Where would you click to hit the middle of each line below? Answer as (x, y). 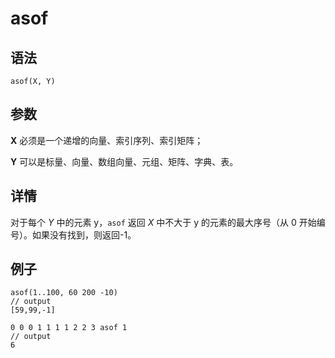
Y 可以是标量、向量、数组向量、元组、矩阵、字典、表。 (124, 161)
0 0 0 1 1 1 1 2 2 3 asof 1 (69, 328)
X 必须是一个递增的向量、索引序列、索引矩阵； (107, 140)
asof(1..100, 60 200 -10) (64, 293)
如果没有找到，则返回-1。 (84, 234)
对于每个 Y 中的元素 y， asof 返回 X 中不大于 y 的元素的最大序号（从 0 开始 (163, 222)
